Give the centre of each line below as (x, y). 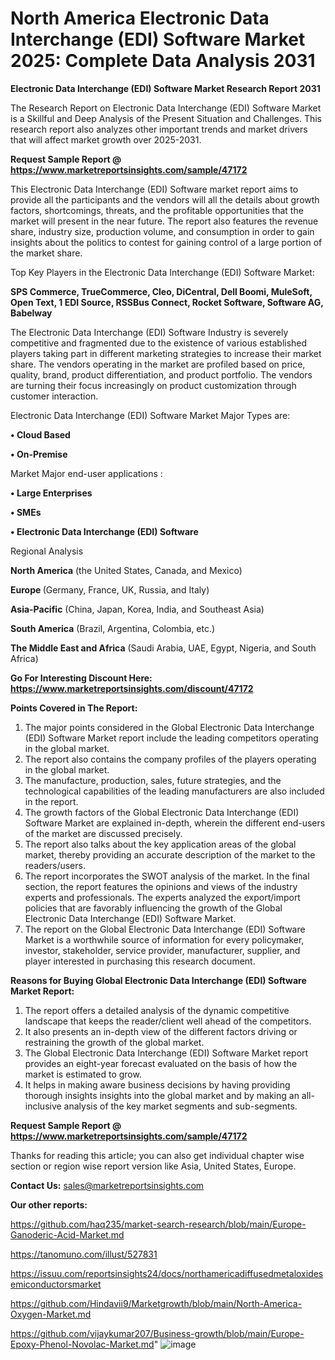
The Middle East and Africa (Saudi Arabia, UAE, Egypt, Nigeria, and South (163, 648)
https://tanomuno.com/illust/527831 (84, 1254)
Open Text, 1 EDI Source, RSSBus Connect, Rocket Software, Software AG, (167, 302)
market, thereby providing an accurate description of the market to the (170, 854)
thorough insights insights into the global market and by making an (162, 1095)
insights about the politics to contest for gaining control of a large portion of (166, 242)
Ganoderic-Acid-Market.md (67, 1234)
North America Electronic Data (140, 18)
